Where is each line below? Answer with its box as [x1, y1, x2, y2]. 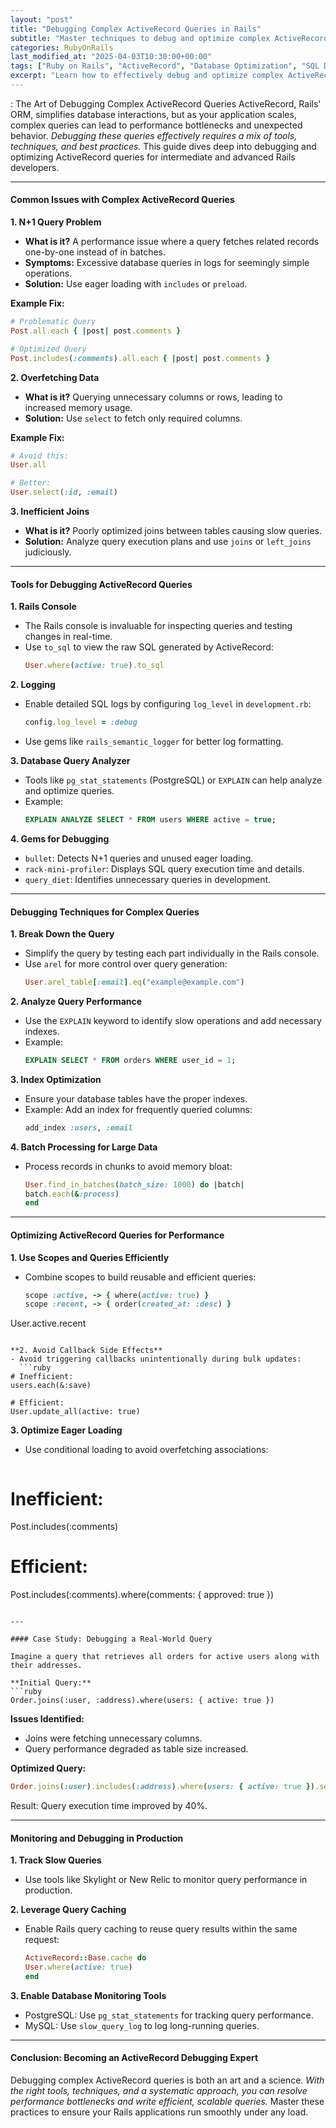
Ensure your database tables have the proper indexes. [24, 1092, 248, 1105]
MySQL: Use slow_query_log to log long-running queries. [24, 2019, 260, 2031]
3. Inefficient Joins [10, 506, 90, 518]
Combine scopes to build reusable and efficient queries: [24, 1271, 257, 1283]
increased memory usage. [24, 401, 133, 413]
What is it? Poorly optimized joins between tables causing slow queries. [24, 525, 323, 537]
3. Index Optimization [10, 1073, 102, 1085]
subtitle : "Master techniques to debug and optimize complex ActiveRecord [10, 33, 329, 43]
